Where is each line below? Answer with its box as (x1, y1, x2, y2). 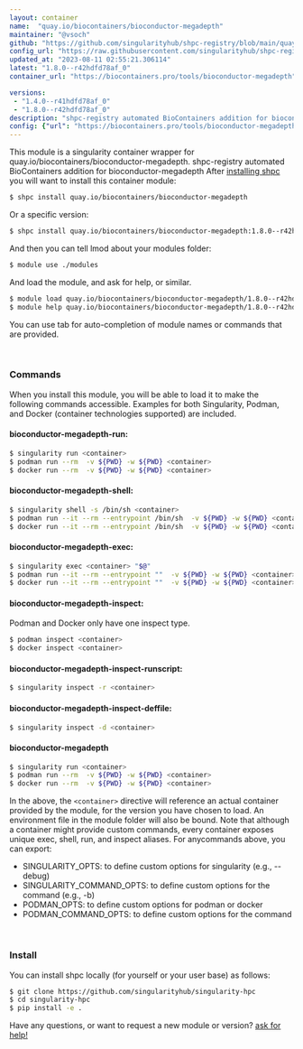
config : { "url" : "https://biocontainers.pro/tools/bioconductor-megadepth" (9, 122, 300, 131)
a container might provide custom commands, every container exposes (9, 824, 274, 835)
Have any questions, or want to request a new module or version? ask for (9, 1020, 281, 1031)
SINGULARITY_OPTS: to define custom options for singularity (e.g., (22, 861, 272, 872)
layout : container (9, 13, 78, 23)
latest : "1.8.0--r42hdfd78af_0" (9, 64, 131, 73)
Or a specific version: (9, 209, 89, 219)
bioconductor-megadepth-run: (9, 429, 129, 440)
